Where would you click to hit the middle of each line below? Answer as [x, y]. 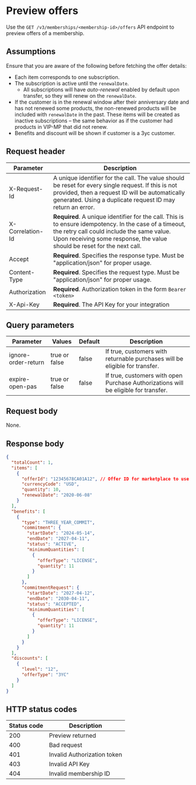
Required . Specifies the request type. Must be [116, 272]
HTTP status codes [42, 709]
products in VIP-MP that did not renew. [61, 126]
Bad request [66, 745]
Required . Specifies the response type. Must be [119, 255]
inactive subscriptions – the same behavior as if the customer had [94, 121]
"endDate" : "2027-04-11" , [59, 539]
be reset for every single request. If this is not [115, 185]
